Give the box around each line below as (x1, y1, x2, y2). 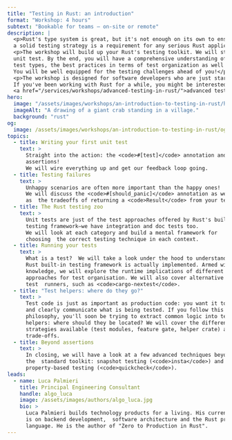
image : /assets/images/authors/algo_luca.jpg (19, 396, 153, 404)
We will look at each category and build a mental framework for (25, 229, 217, 236)
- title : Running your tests (13, 242, 97, 249)
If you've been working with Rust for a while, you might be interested (13, 81, 227, 88)
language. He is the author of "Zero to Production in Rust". (25, 422, 209, 430)
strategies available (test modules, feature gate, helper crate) (25, 326, 221, 333)
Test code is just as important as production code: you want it (25, 300, 217, 307)
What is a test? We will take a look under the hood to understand (25, 255, 227, 262)
